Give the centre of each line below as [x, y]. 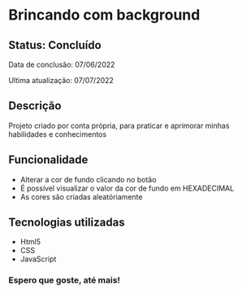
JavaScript [38, 259]
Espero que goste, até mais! [64, 280]
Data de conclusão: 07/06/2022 [62, 64]
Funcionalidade [48, 160]
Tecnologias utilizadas [67, 223]
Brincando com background [104, 15]
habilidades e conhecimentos [58, 134]
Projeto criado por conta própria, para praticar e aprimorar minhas [119, 125]
